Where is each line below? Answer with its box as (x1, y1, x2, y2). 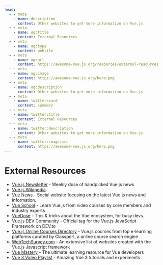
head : (4, 7, 16, 12)
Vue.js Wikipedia (11, 186, 46, 192)
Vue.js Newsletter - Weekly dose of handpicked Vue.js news (11, 181, 135, 187)
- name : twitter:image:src (13, 139, 69, 145)
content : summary (17, 103, 54, 108)
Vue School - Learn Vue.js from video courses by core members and (11, 202, 151, 208)
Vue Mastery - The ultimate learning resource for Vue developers (11, 249, 144, 255)
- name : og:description (13, 84, 62, 90)
